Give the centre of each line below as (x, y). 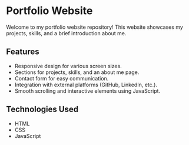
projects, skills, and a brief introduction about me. (66, 33)
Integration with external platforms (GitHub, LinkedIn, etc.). (86, 85)
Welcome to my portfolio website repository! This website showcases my (95, 27)
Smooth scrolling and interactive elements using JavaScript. (87, 91)
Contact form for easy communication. (62, 78)
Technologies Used (42, 109)
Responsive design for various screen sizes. (68, 66)
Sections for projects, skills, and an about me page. (77, 72)
